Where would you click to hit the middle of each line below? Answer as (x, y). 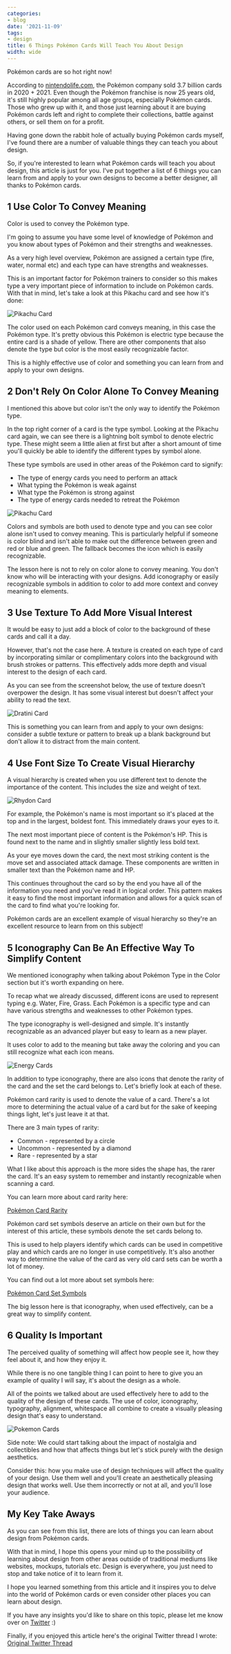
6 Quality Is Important (55, 1335)
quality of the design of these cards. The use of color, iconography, (103, 1401)
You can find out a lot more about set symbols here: (81, 1280)
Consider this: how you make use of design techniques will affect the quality (115, 1470)
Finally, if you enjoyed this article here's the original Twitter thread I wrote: (112, 1635)
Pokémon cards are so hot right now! (60, 71)
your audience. (29, 1492)
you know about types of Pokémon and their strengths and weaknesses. (110, 244)
